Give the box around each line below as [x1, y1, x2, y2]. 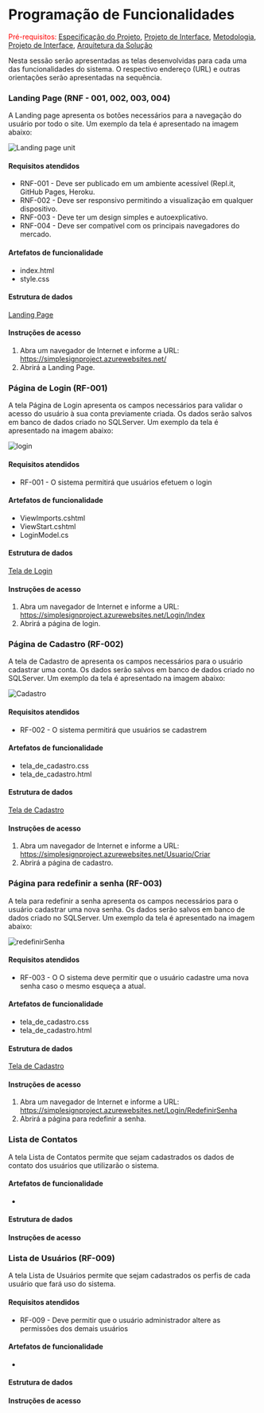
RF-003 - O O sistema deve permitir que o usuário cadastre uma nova [19, 972, 249, 982]
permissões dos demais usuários [19, 1323, 129, 1333]
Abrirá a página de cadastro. [19, 858, 114, 868]
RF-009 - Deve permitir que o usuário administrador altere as [19, 1315, 221, 1325]
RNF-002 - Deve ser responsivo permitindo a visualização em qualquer [19, 196, 254, 205]
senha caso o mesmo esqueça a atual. [19, 981, 146, 991]
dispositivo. [19, 204, 58, 214]
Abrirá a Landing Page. [19, 363, 95, 372]
